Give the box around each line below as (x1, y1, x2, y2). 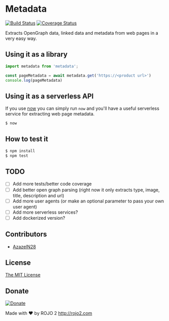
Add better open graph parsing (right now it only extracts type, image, (12, 187, 160, 193)
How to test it (5, 135, 48, 144)
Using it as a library (5, 50, 68, 59)
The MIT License (5, 272, 41, 278)
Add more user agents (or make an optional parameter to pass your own (12, 198, 164, 204)
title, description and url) (12, 192, 65, 198)
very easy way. (5, 35, 37, 41)
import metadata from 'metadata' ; (5, 63, 79, 69)
